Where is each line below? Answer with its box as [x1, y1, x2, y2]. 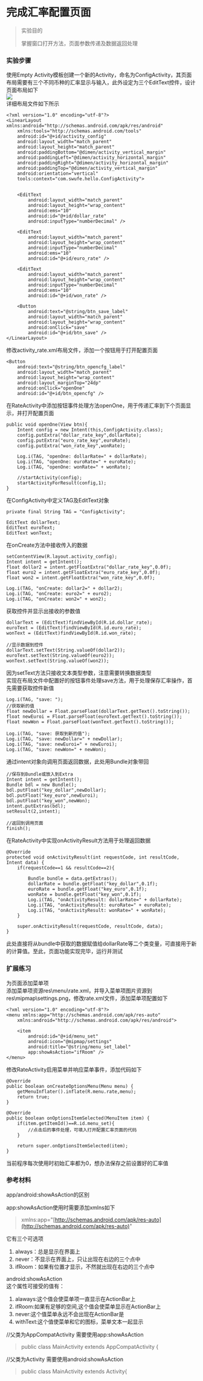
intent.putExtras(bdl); [6, 803, 66, 809]
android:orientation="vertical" [17, 171, 98, 177]
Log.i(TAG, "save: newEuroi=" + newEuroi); [6, 741, 118, 748]
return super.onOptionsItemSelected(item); [17, 1143, 129, 1149]
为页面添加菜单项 [6, 979, 49, 987]
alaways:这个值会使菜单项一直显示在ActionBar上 [14, 1295, 136, 1302]
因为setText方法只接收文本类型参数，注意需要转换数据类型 [6, 669, 152, 677]
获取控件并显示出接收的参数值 [6, 607, 80, 615]
